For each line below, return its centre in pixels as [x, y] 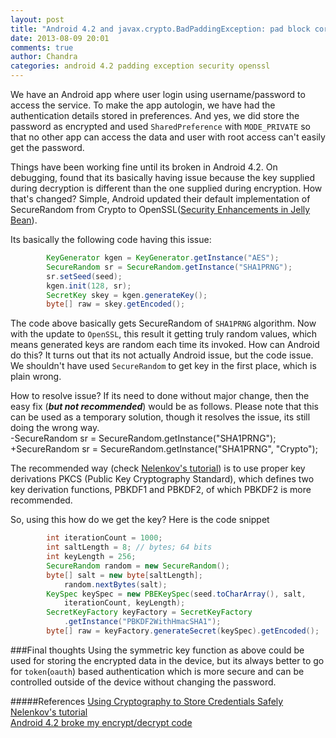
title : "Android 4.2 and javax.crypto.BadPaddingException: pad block [160, 29]
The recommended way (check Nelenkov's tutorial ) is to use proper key [158, 468]
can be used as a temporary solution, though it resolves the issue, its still [160, 417]
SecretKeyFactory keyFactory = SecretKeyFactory [149, 612]
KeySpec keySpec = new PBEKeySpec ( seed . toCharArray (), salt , [176, 594]
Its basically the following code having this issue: [111, 239]
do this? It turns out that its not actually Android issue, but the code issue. [162, 355]
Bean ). [24, 220]
